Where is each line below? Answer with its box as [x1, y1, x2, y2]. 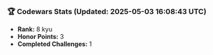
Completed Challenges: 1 [17, 40, 92, 48]
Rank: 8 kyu [17, 25, 52, 33]
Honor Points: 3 [17, 33, 64, 41]
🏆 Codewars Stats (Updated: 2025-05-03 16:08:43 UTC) [7, 6, 207, 16]
